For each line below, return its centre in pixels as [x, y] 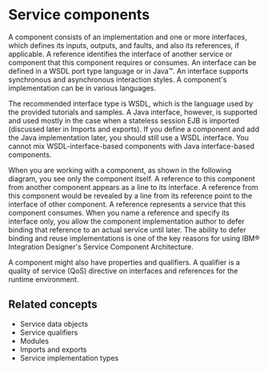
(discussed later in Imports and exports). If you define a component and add [134, 129]
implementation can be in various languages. [82, 88]
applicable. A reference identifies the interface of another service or [120, 54]
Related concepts [53, 305]
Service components [79, 15]
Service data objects [54, 324]
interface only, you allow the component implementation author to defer [127, 221]
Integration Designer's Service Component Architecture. [101, 247]
